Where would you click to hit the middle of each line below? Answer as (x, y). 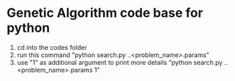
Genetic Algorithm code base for (105, 13)
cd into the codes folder (52, 47)
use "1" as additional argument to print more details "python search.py (120, 62)
